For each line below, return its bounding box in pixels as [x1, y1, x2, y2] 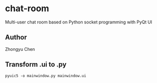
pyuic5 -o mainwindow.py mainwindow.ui [5, 73, 87, 78]
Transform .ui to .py [5, 61, 67, 69]
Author [5, 33, 27, 41]
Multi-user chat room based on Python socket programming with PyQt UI [5, 19, 153, 25]
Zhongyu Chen [5, 46, 35, 52]
